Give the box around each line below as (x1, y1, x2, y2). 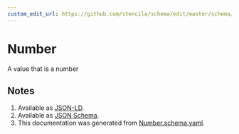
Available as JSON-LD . (17, 104, 85, 112)
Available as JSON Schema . (17, 111, 100, 120)
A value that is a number (7, 65, 79, 73)
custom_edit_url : (7, 10, 59, 18)
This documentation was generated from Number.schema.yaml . (17, 118, 205, 128)
